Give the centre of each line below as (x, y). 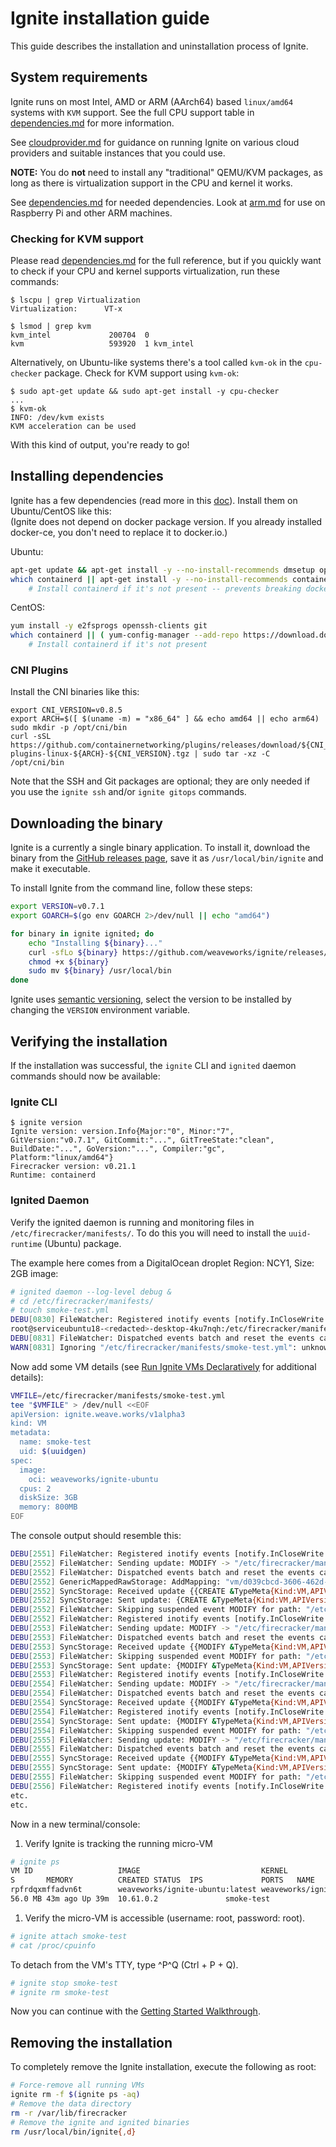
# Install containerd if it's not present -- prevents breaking (165, 588)
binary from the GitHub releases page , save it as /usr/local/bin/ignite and (167, 858)
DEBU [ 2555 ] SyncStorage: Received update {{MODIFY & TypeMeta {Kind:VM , (160, 1758)
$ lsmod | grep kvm (51, 327)
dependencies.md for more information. (92, 123)
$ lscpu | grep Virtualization (75, 300)
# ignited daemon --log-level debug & (91, 1292)
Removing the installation (91, 2042)
